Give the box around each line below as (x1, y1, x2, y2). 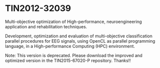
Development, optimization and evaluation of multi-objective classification (5, 33, 153, 39)
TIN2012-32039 (5, 3, 71, 14)
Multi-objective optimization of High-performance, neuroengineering (5, 19, 142, 24)
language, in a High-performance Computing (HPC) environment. (5, 43, 135, 49)
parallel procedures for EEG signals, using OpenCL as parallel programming (5, 38, 156, 44)
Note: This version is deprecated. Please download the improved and (5, 52, 143, 58)
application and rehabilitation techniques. (5, 23, 87, 29)
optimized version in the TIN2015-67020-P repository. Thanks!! (5, 57, 131, 63)
